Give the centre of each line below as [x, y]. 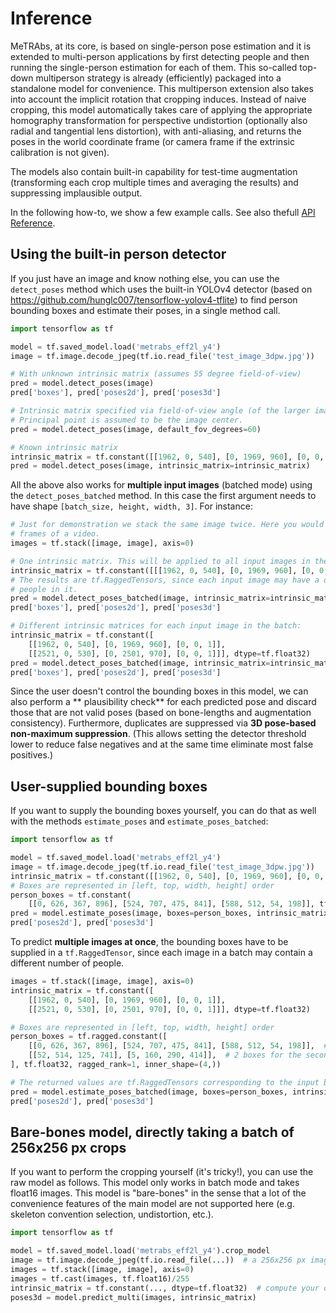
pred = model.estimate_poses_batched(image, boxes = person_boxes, [149, 1092]
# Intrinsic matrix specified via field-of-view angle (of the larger [160, 411]
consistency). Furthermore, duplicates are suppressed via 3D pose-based [163, 723]
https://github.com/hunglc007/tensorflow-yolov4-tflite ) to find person [154, 299]
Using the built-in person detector [118, 254]
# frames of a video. [55, 534]
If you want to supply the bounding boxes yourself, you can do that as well [163, 811]
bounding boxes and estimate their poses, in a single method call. [145, 310]
